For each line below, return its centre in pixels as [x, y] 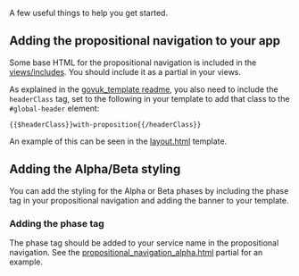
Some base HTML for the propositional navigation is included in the [133, 63]
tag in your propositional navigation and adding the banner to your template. [149, 200]
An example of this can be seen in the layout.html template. [118, 141]
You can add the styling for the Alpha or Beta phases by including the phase [149, 190]
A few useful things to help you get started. [88, 13]
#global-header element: [54, 108]
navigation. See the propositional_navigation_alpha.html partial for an [136, 252]
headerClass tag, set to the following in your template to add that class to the [149, 98]
